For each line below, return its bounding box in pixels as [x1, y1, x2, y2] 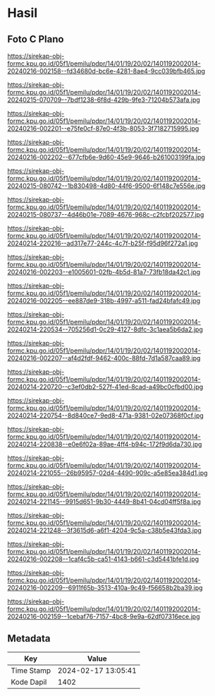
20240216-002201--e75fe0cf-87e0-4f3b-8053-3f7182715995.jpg [7, 124, 199, 132]
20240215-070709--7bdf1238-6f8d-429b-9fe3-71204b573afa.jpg [7, 95, 201, 104]
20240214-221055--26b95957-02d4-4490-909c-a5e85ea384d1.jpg [7, 468, 208, 477]
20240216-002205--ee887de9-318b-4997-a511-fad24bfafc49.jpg [7, 297, 201, 305]
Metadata [7, 632, 51, 644]
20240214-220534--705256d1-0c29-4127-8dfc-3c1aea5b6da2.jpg [7, 325, 203, 334]
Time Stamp [11, 666, 51, 676]
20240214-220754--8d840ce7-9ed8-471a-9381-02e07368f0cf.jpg [7, 411, 204, 420]
